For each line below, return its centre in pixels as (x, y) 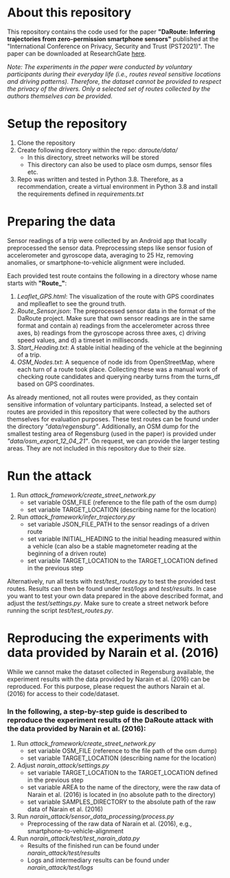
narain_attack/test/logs (60, 867)
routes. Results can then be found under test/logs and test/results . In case (112, 588)
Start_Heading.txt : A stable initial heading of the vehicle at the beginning (119, 347)
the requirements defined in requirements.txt (80, 194)
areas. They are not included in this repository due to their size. (97, 448)
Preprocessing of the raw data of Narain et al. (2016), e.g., (110, 823)
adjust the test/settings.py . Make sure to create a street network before (108, 603)
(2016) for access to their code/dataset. (63, 693)
